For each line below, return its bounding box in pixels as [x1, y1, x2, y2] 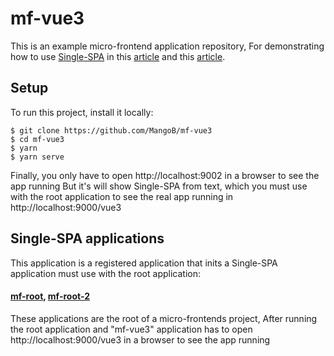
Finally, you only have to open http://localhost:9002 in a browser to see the [10, 169, 320, 181]
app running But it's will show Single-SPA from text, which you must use [10, 180, 308, 192]
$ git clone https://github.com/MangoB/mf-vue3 [10, 125, 213, 136]
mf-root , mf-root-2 [10, 290, 90, 302]
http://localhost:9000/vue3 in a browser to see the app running [10, 333, 271, 346]
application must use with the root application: [10, 267, 201, 279]
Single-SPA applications [10, 230, 165, 247]
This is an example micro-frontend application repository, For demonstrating [10, 40, 325, 52]
